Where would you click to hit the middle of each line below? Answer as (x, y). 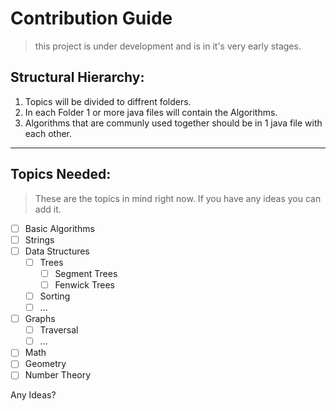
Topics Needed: (61, 174)
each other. (48, 133)
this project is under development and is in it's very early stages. (168, 46)
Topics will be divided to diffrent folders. (108, 101)
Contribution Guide (91, 18)
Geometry (45, 364)
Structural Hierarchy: (77, 77)
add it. (48, 209)
